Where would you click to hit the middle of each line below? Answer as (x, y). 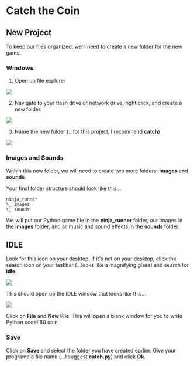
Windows (20, 67)
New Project (29, 33)
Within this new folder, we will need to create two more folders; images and (97, 171)
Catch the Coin (43, 11)
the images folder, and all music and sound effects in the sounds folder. (93, 226)
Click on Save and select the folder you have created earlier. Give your (91, 350)
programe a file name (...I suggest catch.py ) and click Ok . (76, 357)
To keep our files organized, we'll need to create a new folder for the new (94, 46)
